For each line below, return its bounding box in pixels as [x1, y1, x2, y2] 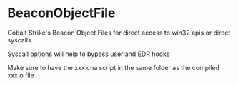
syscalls [7, 35, 31, 44]
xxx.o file [7, 71, 34, 79]
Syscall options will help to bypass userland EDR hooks [7, 50, 170, 58]
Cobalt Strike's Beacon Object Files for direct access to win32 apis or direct [7, 28, 231, 37]
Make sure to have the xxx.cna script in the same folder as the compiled [7, 63, 220, 72]
